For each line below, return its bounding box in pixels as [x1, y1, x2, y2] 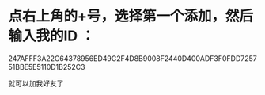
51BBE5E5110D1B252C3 [8, 62, 85, 71]
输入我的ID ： [8, 27, 95, 45]
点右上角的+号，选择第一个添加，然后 [8, 7, 254, 25]
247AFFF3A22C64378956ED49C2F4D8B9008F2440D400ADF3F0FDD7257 [8, 53, 257, 63]
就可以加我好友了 [8, 78, 64, 88]
